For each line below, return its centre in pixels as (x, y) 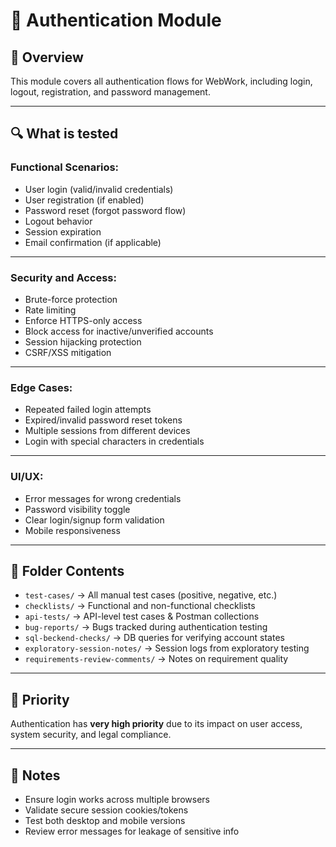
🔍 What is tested (64, 134)
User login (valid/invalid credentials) (99, 189)
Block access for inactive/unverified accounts (119, 331)
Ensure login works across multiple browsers (117, 800)
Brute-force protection (71, 299)
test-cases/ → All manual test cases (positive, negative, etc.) (151, 595)
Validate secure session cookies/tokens (106, 810)
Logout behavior (58, 221)
